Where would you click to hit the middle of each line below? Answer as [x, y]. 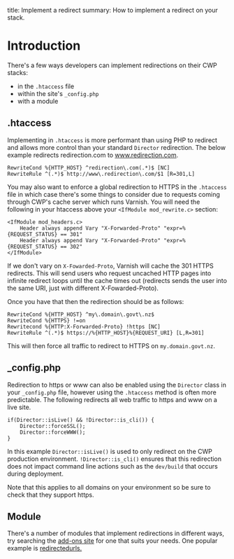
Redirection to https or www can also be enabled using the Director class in [117, 385]
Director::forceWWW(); [53, 432]
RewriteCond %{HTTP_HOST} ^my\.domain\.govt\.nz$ [81, 315]
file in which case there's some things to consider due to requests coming [114, 194]
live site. [19, 407]
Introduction [44, 46]
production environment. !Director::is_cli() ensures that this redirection [115, 459]
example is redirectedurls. [45, 548]
